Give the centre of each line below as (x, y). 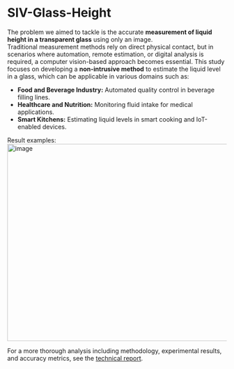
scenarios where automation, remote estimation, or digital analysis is (106, 54)
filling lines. (33, 97)
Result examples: (32, 140)
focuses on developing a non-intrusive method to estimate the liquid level (114, 69)
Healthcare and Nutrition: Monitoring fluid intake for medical (105, 104)
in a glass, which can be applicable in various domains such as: (98, 76)
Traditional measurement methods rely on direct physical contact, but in (110, 47)
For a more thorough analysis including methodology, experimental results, (115, 351)
